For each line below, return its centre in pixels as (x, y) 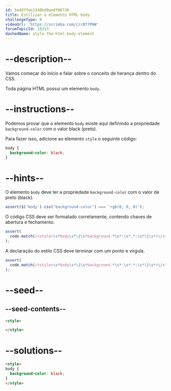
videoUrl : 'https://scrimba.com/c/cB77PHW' (52, 24)
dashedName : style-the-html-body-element (50, 34)
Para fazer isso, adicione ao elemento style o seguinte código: (71, 139)
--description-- (39, 59)
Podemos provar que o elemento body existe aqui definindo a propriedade (83, 123)
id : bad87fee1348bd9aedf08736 (37, 10)
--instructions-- (40, 109)
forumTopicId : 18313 (27, 29)
